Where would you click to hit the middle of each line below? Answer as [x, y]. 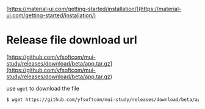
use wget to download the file [43, 88]
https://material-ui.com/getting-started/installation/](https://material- [95, 9]
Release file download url [72, 40]
